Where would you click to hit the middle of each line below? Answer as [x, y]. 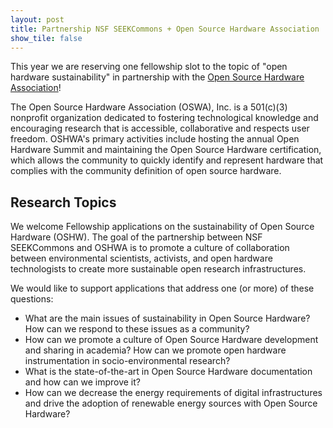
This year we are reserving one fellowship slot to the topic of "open [149, 67]
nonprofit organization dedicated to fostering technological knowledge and [164, 118]
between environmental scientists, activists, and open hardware [141, 258]
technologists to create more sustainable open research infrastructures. [158, 269]
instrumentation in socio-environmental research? [127, 361]
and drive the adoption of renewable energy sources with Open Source [171, 403]
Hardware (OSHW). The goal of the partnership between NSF [136, 237]
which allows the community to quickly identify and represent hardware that [167, 160]
